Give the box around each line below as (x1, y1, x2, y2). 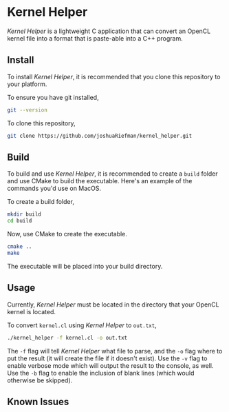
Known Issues (7, 395, 69, 407)
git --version (7, 106, 48, 114)
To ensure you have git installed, (7, 93, 99, 101)
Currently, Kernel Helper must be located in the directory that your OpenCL (7, 300, 219, 309)
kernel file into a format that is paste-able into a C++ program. (7, 34, 184, 42)
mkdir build (7, 211, 41, 218)
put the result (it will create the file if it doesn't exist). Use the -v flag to (7, 354, 208, 362)
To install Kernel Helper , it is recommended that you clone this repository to (7, 72, 221, 81)
